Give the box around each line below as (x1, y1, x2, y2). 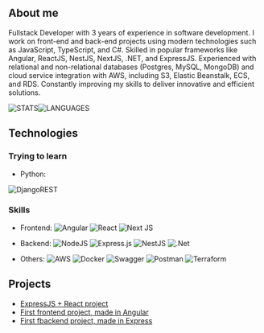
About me (8, 6, 59, 20)
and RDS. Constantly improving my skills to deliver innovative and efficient (8, 79, 255, 88)
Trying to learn (8, 150, 68, 162)
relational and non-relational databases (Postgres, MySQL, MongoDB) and (8, 62, 254, 72)
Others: (19, 253, 46, 264)
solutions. (8, 88, 41, 97)
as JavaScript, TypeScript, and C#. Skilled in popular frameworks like (8, 44, 238, 55)
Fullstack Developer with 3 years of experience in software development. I (8, 27, 255, 37)
